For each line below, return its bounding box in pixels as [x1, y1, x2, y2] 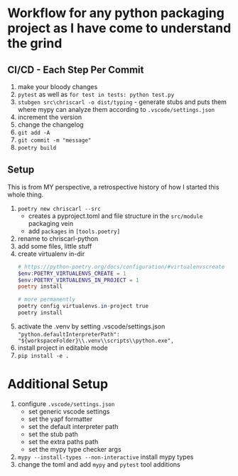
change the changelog [17, 120, 84, 129]
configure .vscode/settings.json [17, 399, 115, 408]
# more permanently [17, 296, 76, 304]
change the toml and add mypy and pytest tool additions [17, 460, 180, 468]
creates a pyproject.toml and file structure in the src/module [28, 212, 203, 220]
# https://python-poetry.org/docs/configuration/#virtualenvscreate [17, 263, 225, 270]
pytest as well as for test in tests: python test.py [17, 90, 175, 98]
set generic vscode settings [28, 407, 110, 415]
